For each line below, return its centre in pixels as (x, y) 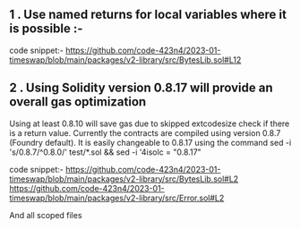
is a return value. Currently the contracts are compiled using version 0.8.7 (145, 132)
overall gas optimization (78, 102)
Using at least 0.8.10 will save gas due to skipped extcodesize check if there (150, 123)
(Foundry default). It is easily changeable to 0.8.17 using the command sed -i (150, 142)
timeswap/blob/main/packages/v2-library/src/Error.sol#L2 (117, 198)
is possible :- (46, 29)
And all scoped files (46, 215)
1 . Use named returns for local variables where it (148, 15)
